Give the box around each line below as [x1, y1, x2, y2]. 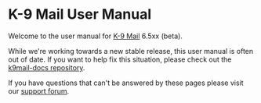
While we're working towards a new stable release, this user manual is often [8, 46, 254, 55]
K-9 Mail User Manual [8, 5, 151, 23]
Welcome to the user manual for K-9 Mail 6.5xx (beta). [8, 31, 183, 41]
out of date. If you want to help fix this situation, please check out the [8, 55, 232, 64]
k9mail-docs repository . [8, 62, 85, 72]
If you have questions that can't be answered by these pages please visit [8, 78, 245, 87]
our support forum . [8, 86, 70, 95]
